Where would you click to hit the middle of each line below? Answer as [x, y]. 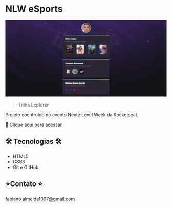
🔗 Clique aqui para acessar [34, 125]
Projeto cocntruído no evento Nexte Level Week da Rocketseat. [72, 115]
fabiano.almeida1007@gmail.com [40, 199]
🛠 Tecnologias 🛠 [34, 141]
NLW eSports [34, 9]
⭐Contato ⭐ [24, 184]
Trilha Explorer [33, 105]
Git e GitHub [26, 167]
